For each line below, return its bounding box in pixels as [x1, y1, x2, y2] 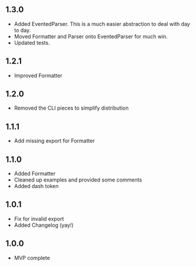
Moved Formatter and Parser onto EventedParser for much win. [14, 32, 168, 40]
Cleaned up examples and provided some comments [14, 176, 142, 183]
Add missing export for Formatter [14, 137, 95, 144]
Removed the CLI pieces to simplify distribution [14, 104, 129, 111]
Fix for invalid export [14, 215, 64, 222]
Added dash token [14, 183, 59, 190]
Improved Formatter [14, 72, 62, 79]
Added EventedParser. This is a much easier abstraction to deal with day [14, 20, 191, 27]
